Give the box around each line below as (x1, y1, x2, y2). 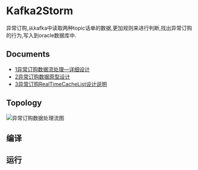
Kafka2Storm (6, 4, 74, 18)
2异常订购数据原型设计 (14, 73, 71, 80)
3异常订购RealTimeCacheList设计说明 (14, 80, 107, 87)
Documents (6, 49, 50, 60)
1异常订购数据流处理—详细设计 (14, 66, 90, 73)
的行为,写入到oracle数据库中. (6, 31, 77, 39)
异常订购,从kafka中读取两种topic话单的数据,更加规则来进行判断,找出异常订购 (6, 24, 193, 31)
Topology (6, 98, 42, 108)
